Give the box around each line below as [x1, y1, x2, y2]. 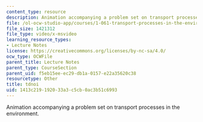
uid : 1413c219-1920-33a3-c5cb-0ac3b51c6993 [6, 87, 118, 93]
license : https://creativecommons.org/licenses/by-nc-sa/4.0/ [6, 48, 166, 54]
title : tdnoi [6, 82, 39, 88]
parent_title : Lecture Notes [6, 59, 80, 65]
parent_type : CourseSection [6, 64, 77, 71]
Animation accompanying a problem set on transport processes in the [6, 103, 180, 111]
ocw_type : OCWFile [6, 53, 53, 59]
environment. [6, 109, 39, 117]
